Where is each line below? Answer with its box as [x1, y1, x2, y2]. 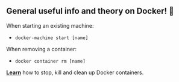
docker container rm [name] [14, 58, 86, 64]
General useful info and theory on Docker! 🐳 [6, 6, 175, 16]
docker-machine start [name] [14, 34, 89, 41]
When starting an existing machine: [6, 22, 94, 29]
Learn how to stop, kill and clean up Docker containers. [6, 69, 144, 76]
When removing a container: [6, 45, 77, 52]
